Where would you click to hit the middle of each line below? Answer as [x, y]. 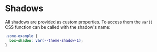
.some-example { [21, 36]
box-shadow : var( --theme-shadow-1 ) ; [46, 40]
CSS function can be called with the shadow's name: [58, 27]
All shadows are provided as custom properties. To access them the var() [79, 22]
